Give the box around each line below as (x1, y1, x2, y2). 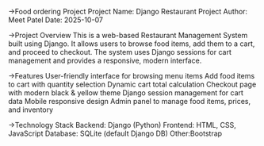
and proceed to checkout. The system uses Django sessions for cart (8, 48, 232, 56)
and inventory (8, 105, 54, 114)
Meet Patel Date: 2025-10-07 (8, 15, 103, 25)
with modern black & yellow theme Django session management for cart (8, 88, 244, 98)
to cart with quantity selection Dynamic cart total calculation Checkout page (8, 79, 257, 89)
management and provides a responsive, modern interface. (8, 56, 202, 65)
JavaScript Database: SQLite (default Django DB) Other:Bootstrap (8, 129, 223, 138)
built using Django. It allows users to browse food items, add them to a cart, (8, 39, 255, 48)
